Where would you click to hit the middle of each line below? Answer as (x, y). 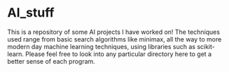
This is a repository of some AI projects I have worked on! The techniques (114, 32)
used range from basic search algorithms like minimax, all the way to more (114, 39)
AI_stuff (31, 13)
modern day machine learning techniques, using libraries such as (102, 46)
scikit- (206, 46)
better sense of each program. (51, 61)
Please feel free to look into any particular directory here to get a (119, 54)
